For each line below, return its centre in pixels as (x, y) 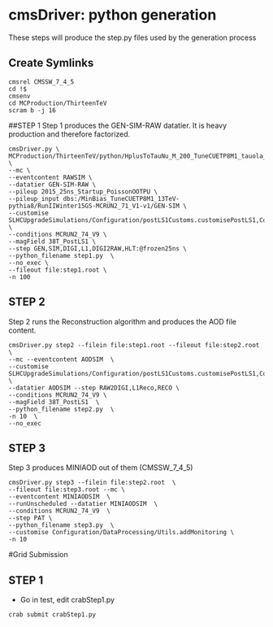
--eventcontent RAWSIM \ (50, 177)
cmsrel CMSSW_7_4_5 (41, 82)
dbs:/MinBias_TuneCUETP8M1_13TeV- (121, 198)
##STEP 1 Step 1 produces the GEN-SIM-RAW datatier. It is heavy (118, 125)
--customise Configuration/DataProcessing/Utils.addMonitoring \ (121, 533)
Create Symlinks (51, 63)
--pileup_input (34, 198)
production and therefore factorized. (69, 134)
